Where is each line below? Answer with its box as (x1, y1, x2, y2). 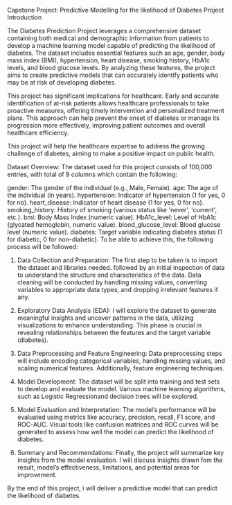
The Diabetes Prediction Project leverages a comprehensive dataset (7, 27, 202, 35)
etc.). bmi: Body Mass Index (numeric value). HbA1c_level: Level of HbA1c (7, 213, 217, 221)
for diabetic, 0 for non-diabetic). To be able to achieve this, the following (7, 235, 213, 243)
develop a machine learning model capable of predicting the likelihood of (7, 42, 216, 49)
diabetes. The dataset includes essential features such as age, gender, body (7, 49, 225, 57)
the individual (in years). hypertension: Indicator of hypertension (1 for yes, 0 (7, 191, 226, 199)
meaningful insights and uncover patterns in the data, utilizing (17, 314, 194, 322)
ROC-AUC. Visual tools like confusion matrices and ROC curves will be (17, 420, 219, 429)
